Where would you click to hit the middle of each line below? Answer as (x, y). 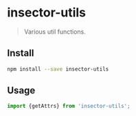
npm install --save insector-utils (58, 69)
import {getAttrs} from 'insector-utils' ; (69, 106)
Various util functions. (55, 32)
